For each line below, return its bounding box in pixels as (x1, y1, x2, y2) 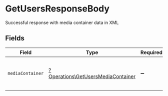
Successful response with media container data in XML (5, 19, 119, 25)
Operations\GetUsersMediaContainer (48, 73, 136, 80)
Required (140, 48, 162, 55)
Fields (5, 34, 25, 42)
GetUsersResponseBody (5, 3, 110, 14)
